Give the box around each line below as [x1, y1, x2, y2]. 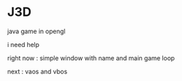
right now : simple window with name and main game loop [7, 53, 175, 62]
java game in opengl [7, 27, 66, 35]
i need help [7, 40, 40, 48]
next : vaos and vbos [7, 67, 68, 75]
